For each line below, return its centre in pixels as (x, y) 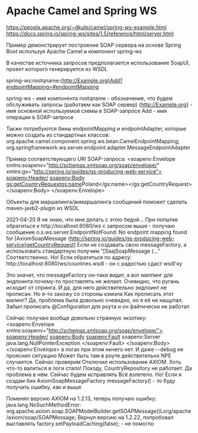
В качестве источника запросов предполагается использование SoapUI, (98, 63)
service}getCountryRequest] (41, 244)
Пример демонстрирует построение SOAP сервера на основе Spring (94, 45)
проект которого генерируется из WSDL (57, 69)
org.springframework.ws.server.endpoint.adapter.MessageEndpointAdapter (98, 147)
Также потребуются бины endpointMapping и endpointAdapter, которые (96, 128)
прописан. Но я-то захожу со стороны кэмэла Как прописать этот (90, 293)
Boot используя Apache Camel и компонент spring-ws (74, 51)
